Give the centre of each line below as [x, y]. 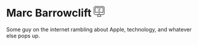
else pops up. [23, 36]
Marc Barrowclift [49, 13]
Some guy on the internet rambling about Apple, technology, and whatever [99, 29]
